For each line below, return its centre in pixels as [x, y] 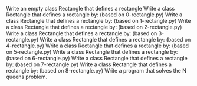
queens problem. [27, 77]
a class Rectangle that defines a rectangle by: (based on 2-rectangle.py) [94, 27]
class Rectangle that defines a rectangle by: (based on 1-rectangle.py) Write [98, 21]
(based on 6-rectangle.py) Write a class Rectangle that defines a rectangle [97, 58]
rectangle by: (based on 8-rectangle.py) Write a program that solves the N [96, 70]
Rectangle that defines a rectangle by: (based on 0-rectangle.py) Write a [94, 15]
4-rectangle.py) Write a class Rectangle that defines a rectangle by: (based [98, 46]
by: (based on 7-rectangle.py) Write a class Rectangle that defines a [89, 64]
